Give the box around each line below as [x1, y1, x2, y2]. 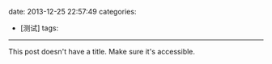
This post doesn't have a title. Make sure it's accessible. [8, 47, 196, 56]
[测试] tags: [19, 23, 59, 33]
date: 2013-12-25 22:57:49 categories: [8, 7, 137, 16]
